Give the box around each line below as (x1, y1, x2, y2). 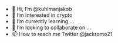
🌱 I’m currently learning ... (11, 18, 75, 24)
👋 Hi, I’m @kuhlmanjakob (11, 6, 72, 12)
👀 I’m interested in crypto (11, 12, 73, 19)
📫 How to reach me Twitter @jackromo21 (11, 31, 113, 37)
